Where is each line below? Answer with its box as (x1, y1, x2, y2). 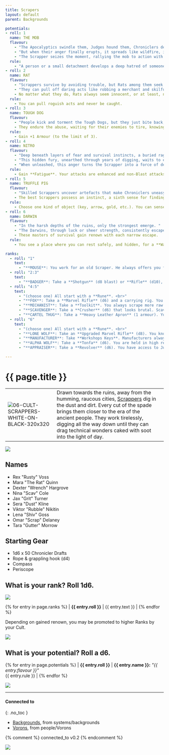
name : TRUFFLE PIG (10, 181, 49, 186)
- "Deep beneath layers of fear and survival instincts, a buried (14, 153, 156, 158)
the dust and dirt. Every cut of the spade (56, 401, 152, 408)
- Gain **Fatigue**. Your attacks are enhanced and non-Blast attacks (14, 171, 165, 177)
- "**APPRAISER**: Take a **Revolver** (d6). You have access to (18, 345, 158, 350)
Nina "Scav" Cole (12, 490, 49, 496)
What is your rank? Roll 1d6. (5, 581, 94, 589)
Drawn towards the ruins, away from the (56, 389, 151, 396)
